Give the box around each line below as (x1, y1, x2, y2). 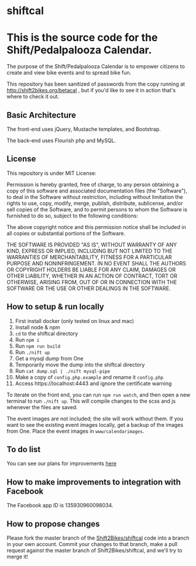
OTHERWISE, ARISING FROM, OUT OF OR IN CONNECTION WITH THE (6, 278, 177, 285)
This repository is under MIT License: (6, 169, 97, 177)
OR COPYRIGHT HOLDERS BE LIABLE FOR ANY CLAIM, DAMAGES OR (6, 266, 176, 273)
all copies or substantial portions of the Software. (6, 230, 125, 237)
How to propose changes (6, 518, 100, 529)
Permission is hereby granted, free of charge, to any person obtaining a (6, 181, 179, 188)
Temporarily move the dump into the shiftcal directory (15, 361, 145, 368)
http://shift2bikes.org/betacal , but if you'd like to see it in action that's (6, 87, 176, 94)
